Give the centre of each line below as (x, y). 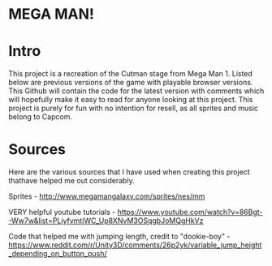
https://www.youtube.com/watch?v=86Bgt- (190, 212)
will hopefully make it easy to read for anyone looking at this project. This (131, 100)
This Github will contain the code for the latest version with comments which (136, 91)
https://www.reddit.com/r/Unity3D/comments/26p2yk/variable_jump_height (135, 245)
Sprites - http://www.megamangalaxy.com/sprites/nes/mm (107, 196)
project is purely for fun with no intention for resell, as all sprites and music (133, 108)
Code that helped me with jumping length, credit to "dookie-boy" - (119, 237)
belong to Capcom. (41, 117)
